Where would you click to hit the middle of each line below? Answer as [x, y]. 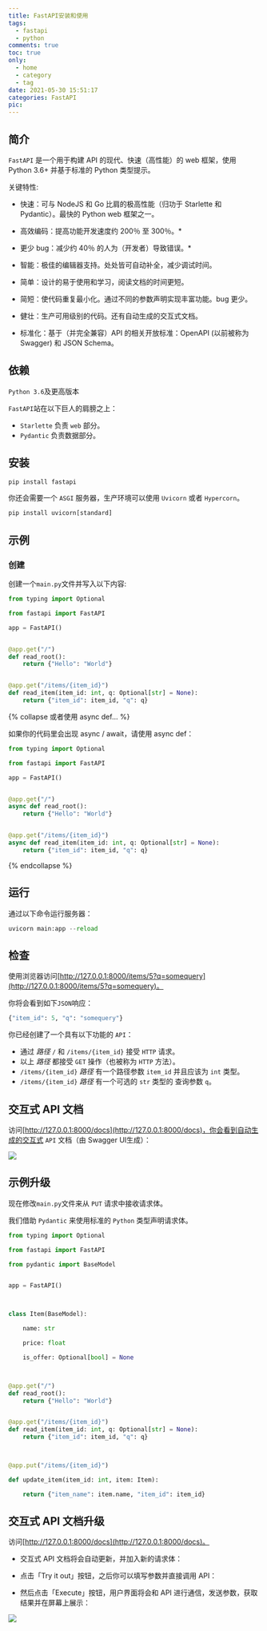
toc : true [25, 53]
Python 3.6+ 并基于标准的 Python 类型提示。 [82, 169]
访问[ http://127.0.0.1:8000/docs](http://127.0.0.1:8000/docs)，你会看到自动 [130, 1130]
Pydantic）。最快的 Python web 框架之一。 [89, 213]
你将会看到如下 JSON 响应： [51, 1003]
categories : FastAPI [43, 98]
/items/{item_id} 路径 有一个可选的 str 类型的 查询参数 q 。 [118, 1082]
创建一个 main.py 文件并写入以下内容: [68, 584]
